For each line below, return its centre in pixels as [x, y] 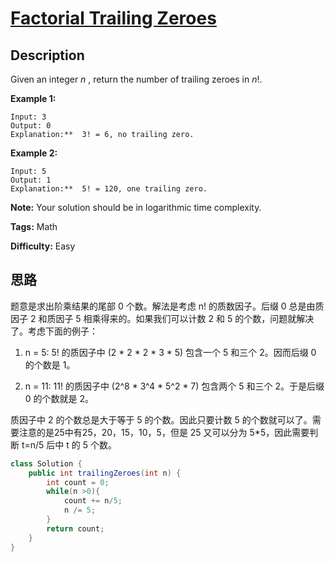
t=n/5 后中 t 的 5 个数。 [69, 444]
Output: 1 [31, 180]
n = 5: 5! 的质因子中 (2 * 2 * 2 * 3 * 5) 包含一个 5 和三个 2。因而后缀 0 [170, 352]
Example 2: [34, 153]
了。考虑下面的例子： [54, 331]
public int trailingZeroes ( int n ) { [105, 473]
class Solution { [46, 463]
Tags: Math [34, 226]
